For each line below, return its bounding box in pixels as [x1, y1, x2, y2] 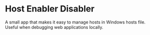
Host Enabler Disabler [5, 3, 95, 14]
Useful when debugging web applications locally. [5, 24, 103, 30]
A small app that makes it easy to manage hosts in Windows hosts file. [5, 19, 146, 25]
